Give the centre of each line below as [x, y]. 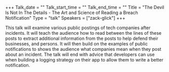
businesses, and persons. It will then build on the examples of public [77, 44]
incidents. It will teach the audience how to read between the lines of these [83, 33]
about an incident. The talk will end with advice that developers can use [80, 54]
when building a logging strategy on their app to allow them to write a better [84, 60]
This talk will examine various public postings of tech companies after [78, 28]
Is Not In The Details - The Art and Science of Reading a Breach [72, 13]
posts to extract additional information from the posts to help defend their [82, 38]
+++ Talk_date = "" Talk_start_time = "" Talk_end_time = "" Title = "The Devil [85, 7]
